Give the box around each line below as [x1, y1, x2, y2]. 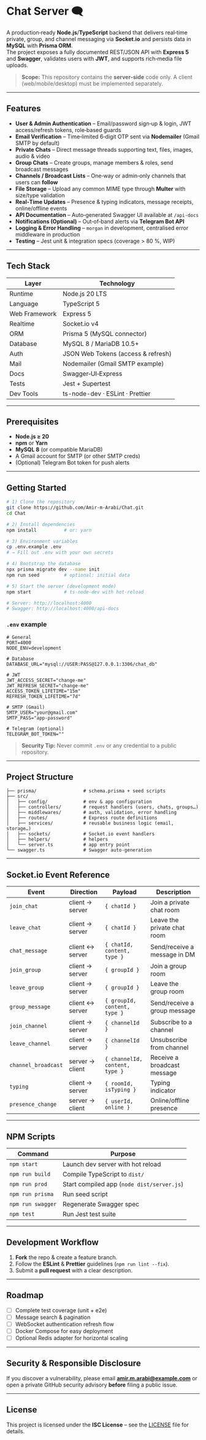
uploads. [6, 61, 29, 69]
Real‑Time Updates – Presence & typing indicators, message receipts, [15, 198, 194, 205]
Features [6, 103, 41, 114]
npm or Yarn [15, 439, 48, 447]
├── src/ [6, 793, 29, 800]
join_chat [9, 903, 38, 910]
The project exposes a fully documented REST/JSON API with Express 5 [6, 48, 189, 55]
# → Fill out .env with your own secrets [6, 550, 114, 556]
